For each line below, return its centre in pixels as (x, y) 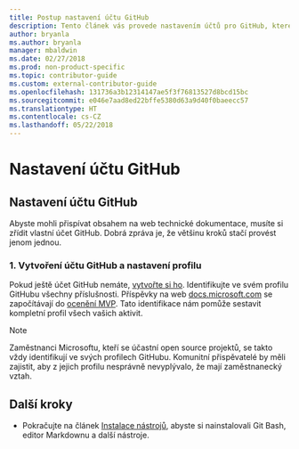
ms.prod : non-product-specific (67, 68)
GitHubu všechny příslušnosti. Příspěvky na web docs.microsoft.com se (141, 294)
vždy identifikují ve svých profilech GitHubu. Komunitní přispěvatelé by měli (148, 357)
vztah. (21, 376)
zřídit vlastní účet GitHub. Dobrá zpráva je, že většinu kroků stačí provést (143, 233)
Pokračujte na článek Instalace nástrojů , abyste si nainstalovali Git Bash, (154, 426)
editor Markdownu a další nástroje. (85, 435)
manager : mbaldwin (43, 51)
